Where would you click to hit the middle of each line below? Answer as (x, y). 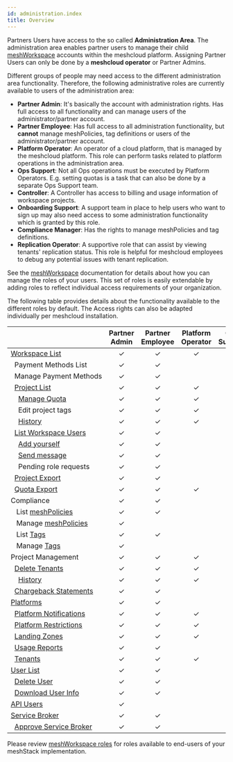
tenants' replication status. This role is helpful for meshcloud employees (120, 252)
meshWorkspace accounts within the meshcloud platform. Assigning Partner (116, 55)
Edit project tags (45, 410)
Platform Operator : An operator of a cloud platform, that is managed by (119, 148)
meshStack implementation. (47, 751)
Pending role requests (54, 466)
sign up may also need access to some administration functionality (112, 215)
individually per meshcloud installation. (63, 316)
